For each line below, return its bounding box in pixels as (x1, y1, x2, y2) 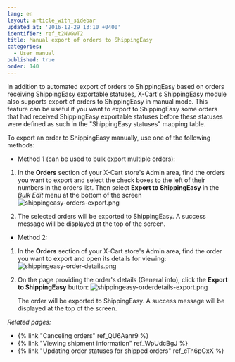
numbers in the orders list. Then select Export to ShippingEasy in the (17, 183, 220, 191)
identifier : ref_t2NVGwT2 (7, 30, 83, 37)
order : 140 (7, 63, 39, 70)
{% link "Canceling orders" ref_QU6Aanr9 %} (17, 331, 149, 339)
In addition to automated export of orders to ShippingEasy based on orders (7, 82, 225, 90)
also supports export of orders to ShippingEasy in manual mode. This (7, 97, 208, 106)
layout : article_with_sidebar (7, 17, 96, 24)
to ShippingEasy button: (17, 283, 89, 291)
